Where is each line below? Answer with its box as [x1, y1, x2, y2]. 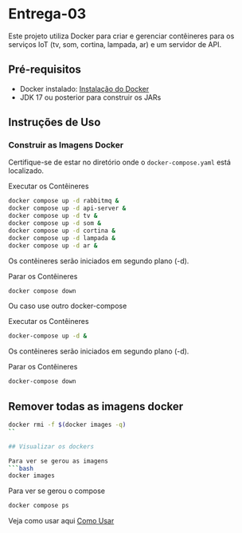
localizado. [8, 166, 45, 176]
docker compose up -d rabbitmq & [8, 197, 119, 205]
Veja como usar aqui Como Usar [8, 516, 115, 526]
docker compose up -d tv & [8, 212, 98, 220]
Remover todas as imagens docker [8, 400, 184, 413]
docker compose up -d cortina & [8, 227, 115, 235]
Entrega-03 [8, 5, 87, 23]
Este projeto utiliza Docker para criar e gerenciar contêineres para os [8, 31, 235, 41]
